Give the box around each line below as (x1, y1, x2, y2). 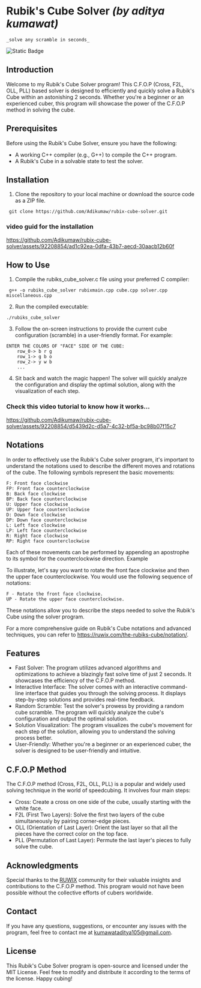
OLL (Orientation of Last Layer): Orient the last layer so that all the (14, 824, 178, 831)
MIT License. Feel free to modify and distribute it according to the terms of (6, 968, 191, 975)
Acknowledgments (6, 860, 79, 870)
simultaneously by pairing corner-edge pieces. (14, 818, 131, 825)
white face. (14, 805, 43, 812)
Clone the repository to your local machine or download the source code (14, 191, 195, 198)
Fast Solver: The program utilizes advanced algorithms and (14, 664, 161, 671)
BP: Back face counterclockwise (6, 496, 87, 502)
